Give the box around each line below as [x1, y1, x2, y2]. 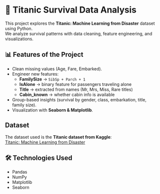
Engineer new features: [12, 71, 59, 77]
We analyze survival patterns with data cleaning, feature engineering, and [5, 31, 153, 36]
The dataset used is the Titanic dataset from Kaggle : [5, 134, 112, 140]
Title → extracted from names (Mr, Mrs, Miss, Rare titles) [19, 86, 133, 92]
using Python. [5, 25, 33, 31]
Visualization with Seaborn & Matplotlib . [12, 107, 93, 113]
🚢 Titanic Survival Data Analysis [5, 4, 137, 16]
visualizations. [5, 36, 34, 42]
